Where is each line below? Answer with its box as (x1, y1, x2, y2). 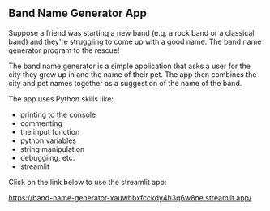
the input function (19, 127, 80, 136)
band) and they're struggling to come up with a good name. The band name (8, 37, 262, 46)
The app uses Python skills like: (8, 93, 114, 104)
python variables (19, 136, 77, 145)
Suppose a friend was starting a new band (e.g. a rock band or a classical (8, 28, 255, 37)
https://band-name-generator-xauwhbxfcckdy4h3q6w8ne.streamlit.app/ (8, 192, 252, 202)
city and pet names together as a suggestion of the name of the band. (8, 78, 242, 88)
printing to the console (19, 110, 96, 119)
